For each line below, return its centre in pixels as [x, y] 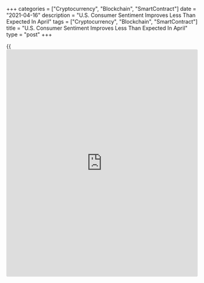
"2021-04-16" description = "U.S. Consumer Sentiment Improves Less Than [101, 15]
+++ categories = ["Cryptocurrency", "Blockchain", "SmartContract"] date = [101, 9]
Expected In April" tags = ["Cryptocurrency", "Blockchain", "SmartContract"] [102, 22]
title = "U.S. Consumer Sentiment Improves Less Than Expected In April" [97, 28]
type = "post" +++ [29, 35]
